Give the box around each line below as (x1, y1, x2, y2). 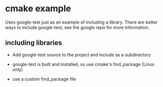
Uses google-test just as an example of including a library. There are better (5, 19, 158, 25)
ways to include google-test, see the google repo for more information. (5, 24, 150, 30)
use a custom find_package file (12, 76, 77, 82)
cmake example (5, 3, 72, 14)
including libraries (5, 39, 62, 47)
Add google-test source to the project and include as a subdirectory (12, 52, 151, 58)
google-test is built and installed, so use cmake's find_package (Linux (12, 61, 155, 67)
